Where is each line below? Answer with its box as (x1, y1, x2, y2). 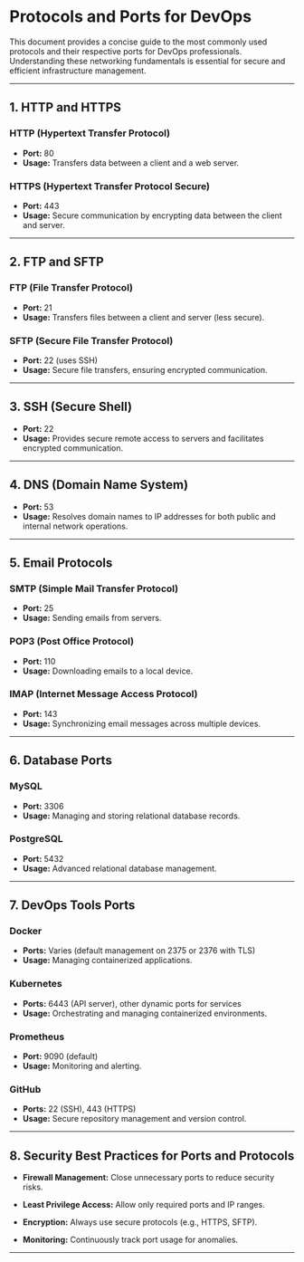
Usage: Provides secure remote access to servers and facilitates (22, 433, 264, 444)
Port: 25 (22, 603, 54, 614)
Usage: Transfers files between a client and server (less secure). (22, 311, 265, 322)
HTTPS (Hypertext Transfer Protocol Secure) (9, 179, 211, 192)
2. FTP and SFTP (9, 254, 104, 270)
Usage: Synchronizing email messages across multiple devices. (22, 718, 261, 729)
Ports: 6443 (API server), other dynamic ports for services (22, 998, 242, 1009)
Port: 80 (22, 148, 54, 158)
